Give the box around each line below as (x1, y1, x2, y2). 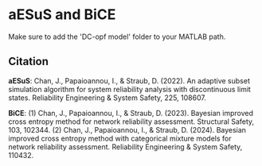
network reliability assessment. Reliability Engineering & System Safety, (8, 141, 243, 152)
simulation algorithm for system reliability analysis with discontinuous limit (8, 84, 251, 94)
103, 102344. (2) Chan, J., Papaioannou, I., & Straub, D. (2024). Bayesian (8, 125, 247, 134)
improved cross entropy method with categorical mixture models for (8, 133, 232, 143)
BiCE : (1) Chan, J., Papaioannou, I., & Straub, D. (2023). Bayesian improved (8, 108, 253, 118)
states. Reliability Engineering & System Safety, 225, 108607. (8, 93, 207, 102)
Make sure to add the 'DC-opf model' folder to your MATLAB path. (8, 32, 226, 41)
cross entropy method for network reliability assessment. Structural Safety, (8, 117, 255, 126)
